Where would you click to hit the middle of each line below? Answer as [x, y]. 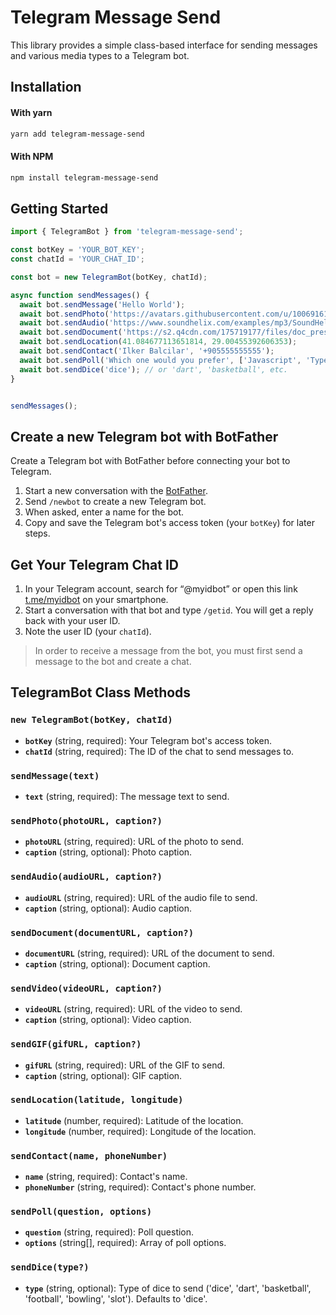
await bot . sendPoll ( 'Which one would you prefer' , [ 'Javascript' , [160, 360]
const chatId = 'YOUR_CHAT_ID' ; [77, 259]
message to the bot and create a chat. [113, 662]
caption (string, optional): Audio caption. [108, 908]
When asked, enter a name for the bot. [104, 512]
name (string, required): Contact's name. [106, 1177]
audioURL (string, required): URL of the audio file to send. [141, 897]
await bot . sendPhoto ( [64, 314]
